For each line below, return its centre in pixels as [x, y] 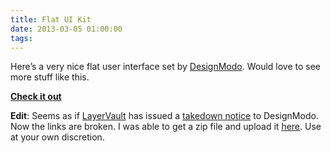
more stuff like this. [50, 77]
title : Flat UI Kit [51, 19]
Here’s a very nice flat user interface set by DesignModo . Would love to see [166, 67]
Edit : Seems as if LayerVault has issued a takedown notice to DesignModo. [164, 116]
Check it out [36, 97]
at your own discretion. [57, 137]
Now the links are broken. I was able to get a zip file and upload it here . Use [166, 127]
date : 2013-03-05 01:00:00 [66, 29]
